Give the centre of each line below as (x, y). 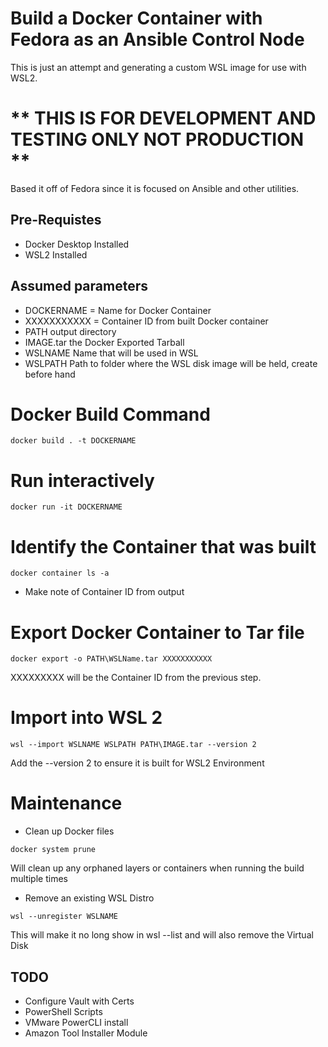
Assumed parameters (79, 286)
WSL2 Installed (56, 254)
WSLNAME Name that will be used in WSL (111, 353)
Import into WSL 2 (86, 718)
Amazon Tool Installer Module (86, 1033)
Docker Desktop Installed (77, 244)
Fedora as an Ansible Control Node (157, 39)
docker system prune (53, 850)
